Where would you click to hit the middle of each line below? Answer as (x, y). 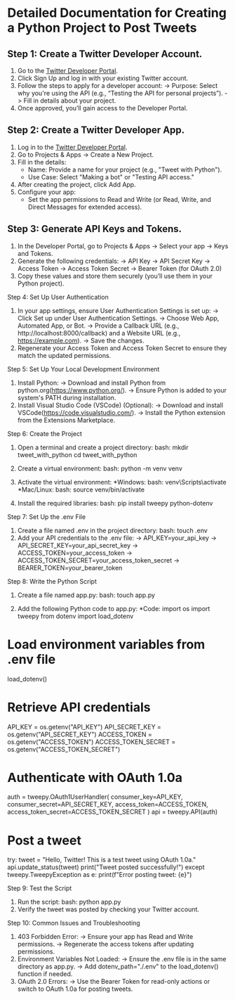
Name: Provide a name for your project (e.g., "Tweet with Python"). (125, 169)
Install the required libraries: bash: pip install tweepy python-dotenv (115, 503)
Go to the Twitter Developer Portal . (67, 71)
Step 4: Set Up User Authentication (58, 297)
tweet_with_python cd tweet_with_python (77, 454)
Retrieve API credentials (79, 707)
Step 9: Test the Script (40, 888)
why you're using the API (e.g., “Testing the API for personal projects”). (120, 93)
